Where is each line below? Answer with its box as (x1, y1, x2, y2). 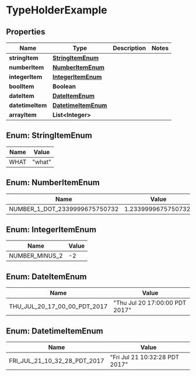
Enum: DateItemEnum (6, 271, 87, 281)
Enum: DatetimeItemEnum (6, 326, 103, 336)
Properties (6, 27, 45, 37)
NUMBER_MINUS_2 (9, 252, 63, 260)
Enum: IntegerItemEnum (6, 225, 97, 235)
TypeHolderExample (6, 4, 107, 17)
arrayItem (9, 111, 37, 119)
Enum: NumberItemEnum (6, 177, 100, 187)
